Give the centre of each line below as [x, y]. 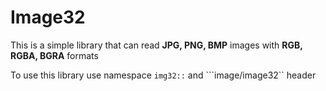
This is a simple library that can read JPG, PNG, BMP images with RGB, [156, 45]
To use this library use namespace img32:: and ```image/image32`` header [163, 75]
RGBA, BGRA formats [54, 55]
